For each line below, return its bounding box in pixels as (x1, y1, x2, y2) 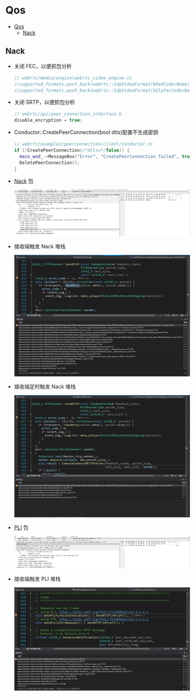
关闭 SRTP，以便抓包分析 (13, 99, 75, 106)
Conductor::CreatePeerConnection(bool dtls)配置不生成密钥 (13, 129, 159, 136)
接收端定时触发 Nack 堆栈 (13, 383, 76, 390)
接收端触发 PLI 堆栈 (13, 575, 61, 582)
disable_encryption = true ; (13, 117, 82, 123)
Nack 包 (13, 177, 33, 184)
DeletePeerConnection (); (19, 160, 80, 166)
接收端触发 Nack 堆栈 (13, 243, 66, 250)
